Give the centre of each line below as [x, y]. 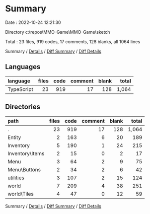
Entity [14, 137]
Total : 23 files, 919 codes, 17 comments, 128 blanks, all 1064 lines [73, 41]
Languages [23, 67]
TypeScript [20, 89]
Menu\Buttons [24, 169]
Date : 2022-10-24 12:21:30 [33, 22]
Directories [23, 107]
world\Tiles [21, 194]
